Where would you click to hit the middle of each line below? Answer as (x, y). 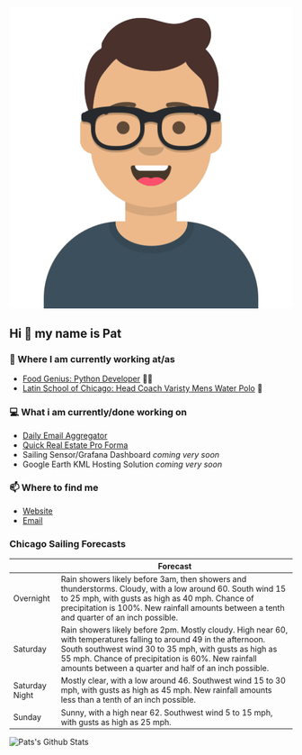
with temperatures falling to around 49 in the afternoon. (163, 640)
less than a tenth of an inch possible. (128, 700)
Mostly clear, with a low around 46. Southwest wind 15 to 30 (173, 681)
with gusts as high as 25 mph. (116, 722)
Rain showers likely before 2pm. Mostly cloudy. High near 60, (174, 630)
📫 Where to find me (54, 487)
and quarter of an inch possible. (119, 617)
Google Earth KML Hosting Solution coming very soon (122, 464)
